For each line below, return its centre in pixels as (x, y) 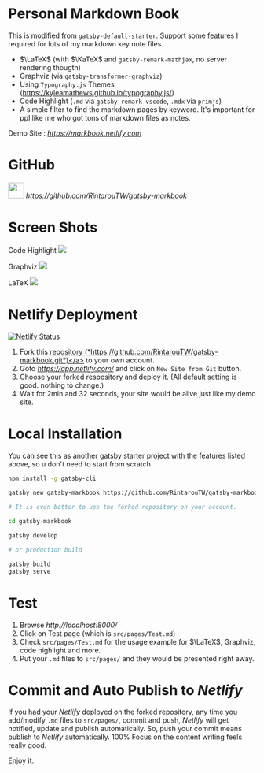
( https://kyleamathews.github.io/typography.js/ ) (97, 92)
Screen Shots (53, 227)
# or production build (45, 550)
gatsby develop (33, 536)
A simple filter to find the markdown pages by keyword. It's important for (137, 109)
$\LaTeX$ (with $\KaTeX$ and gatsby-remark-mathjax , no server (123, 59)
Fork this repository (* (55, 351)
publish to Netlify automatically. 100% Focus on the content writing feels (125, 737)
